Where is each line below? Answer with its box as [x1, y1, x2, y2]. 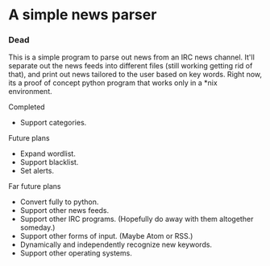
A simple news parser [8, 6, 157, 24]
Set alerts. [19, 166, 55, 176]
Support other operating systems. [19, 248, 133, 258]
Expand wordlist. [19, 149, 77, 158]
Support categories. [19, 118, 87, 128]
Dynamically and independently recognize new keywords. [19, 239, 212, 250]
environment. [8, 87, 52, 96]
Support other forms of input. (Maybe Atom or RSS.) [19, 231, 193, 241]
